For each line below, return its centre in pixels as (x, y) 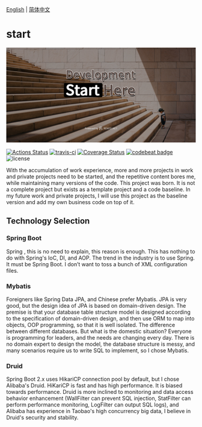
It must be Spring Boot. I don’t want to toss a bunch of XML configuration (97, 264)
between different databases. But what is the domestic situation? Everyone (99, 331)
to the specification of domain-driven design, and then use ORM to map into (100, 318)
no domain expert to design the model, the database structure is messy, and (101, 344)
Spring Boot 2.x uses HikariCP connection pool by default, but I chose (93, 379)
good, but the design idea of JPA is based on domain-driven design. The (96, 305)
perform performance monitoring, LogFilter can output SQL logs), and (93, 405)
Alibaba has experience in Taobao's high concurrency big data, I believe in (99, 411)
